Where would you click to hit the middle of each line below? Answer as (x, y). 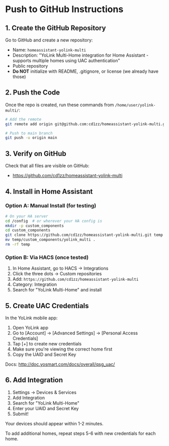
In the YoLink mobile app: (31, 318)
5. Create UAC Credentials (47, 306)
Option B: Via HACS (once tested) (47, 257)
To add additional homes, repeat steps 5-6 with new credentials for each (80, 433)
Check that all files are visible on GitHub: (47, 166)
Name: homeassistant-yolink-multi (49, 50)
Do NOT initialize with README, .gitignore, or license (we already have (85, 71)
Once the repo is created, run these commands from (60, 105)
